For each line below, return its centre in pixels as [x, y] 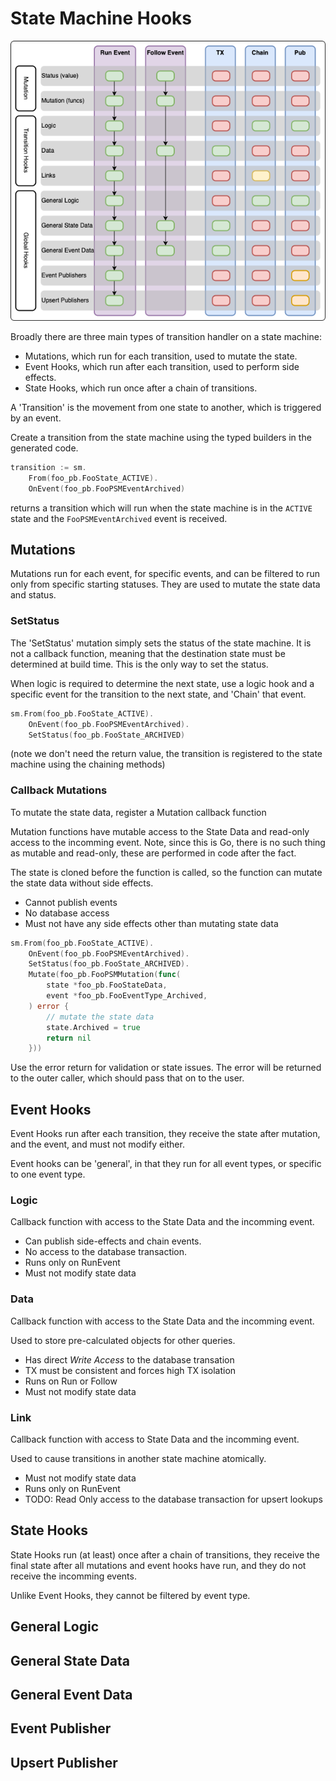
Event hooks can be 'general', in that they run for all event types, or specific [166, 1164]
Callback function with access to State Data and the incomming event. [155, 1439]
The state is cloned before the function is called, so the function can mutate [166, 872]
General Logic [55, 1627]
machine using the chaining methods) [88, 764]
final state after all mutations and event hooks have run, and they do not [158, 1565]
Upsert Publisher [64, 1762]
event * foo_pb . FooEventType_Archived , [127, 996]
